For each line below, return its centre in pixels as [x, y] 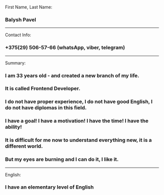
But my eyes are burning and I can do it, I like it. [62, 159]
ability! [13, 127]
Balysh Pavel [21, 20]
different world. [24, 146]
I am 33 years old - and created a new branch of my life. [72, 75]
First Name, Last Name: [29, 7]
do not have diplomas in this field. [46, 108]
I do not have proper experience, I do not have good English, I [79, 102]
